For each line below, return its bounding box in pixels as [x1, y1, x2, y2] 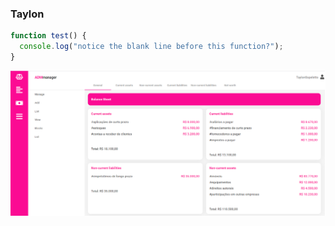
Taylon [10, 7, 45, 21]
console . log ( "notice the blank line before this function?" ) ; [19, 42, 284, 52]
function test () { [10, 31, 87, 41]
